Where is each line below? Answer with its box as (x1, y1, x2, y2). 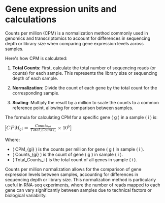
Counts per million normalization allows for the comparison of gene (5, 166, 142, 172)
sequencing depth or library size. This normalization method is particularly (5, 176, 156, 182)
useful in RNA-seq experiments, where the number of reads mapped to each (5, 182, 161, 188)
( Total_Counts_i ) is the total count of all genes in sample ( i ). (12, 156, 137, 163)
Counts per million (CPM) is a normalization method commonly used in (5, 30, 149, 36)
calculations (5, 14, 57, 25)
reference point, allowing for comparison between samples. (12, 105, 133, 111)
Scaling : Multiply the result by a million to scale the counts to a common (12, 99, 159, 105)
